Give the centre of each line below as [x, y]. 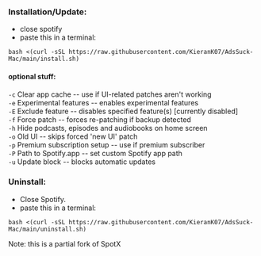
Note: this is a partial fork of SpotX [65, 243]
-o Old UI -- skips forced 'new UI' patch [73, 136]
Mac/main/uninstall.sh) [48, 229]
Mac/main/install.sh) [44, 59]
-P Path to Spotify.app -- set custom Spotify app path [95, 153]
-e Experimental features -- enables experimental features [104, 102]
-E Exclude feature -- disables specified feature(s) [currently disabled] [123, 111]
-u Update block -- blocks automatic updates [82, 162]
